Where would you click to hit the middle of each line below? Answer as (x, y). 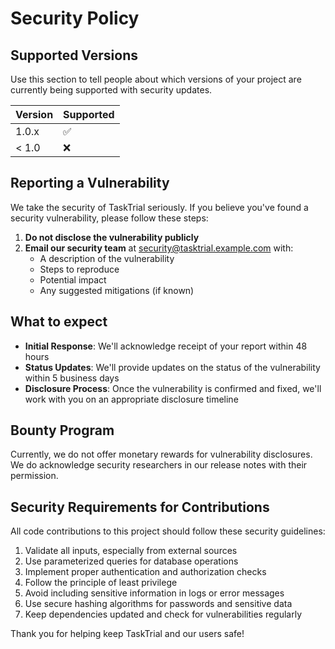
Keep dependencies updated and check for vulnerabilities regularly (163, 614)
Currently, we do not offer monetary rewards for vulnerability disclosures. (161, 454)
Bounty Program (62, 430)
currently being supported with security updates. (111, 90)
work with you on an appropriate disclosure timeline (131, 399)
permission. (34, 476)
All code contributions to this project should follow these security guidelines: (168, 531)
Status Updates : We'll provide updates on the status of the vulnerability (172, 367)
